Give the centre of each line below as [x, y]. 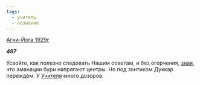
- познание [25, 23]
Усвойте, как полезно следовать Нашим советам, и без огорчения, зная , [100, 63]
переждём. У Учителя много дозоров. [55, 76]
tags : [13, 12]
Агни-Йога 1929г [28, 40]
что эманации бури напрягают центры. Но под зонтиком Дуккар [90, 69]
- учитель [24, 17]
